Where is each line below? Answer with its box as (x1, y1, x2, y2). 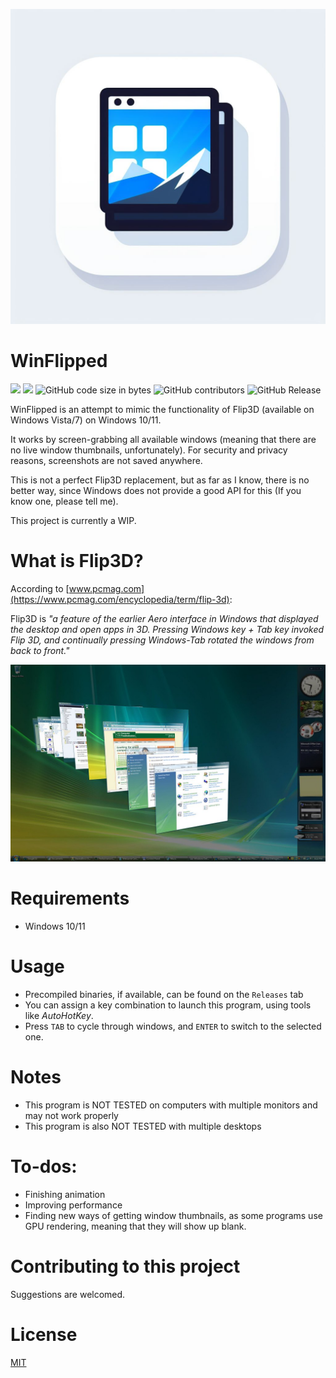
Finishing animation (24, 1188, 106, 1200)
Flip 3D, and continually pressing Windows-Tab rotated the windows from (10, 634, 315, 646)
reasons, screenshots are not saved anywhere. (10, 454, 203, 466)
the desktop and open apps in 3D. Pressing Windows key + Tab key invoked (10, 623, 325, 635)
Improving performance (24, 1199, 123, 1211)
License (10, 1323, 78, 1346)
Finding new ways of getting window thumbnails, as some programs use (24, 1209, 323, 1221)
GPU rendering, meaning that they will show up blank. (24, 1220, 247, 1232)
